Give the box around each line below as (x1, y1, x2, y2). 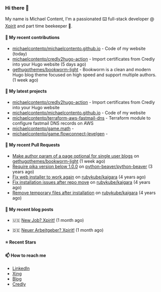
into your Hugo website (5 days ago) (12, 61, 87, 67)
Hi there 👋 (5, 4, 30, 11)
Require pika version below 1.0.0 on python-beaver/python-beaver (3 (12, 163, 153, 169)
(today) (12, 50, 27, 56)
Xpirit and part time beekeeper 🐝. (5, 23, 73, 29)
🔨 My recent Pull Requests (5, 142, 60, 148)
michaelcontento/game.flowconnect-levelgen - (12, 130, 108, 136)
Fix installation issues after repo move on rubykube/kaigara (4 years (12, 179, 151, 185)
